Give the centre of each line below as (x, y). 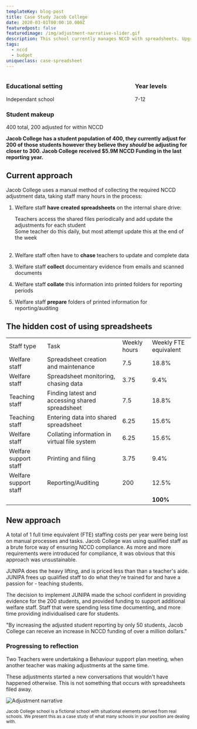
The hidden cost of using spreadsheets (79, 327)
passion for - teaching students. (45, 583)
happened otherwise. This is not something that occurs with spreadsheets (96, 683)
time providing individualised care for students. (63, 613)
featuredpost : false (31, 28)
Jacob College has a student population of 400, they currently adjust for (96, 139)
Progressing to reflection (43, 646)
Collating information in (79, 434)
